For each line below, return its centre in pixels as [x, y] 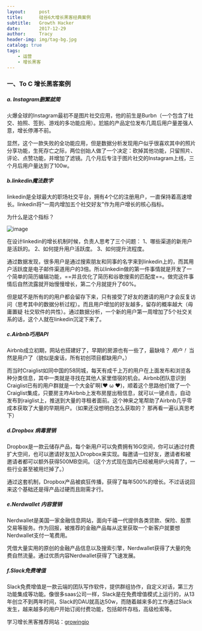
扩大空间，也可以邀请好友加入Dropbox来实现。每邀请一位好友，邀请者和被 [99, 454]
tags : [13, 51]
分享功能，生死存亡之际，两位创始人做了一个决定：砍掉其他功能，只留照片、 [101, 151]
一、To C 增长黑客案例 [39, 84]
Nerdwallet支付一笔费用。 [39, 535]
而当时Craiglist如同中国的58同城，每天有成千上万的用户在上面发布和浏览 [97, 371]
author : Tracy [30, 34]
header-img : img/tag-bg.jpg [42, 40]
